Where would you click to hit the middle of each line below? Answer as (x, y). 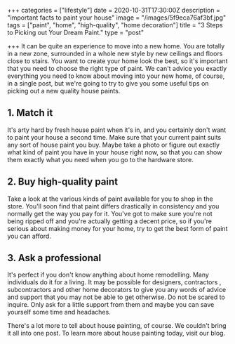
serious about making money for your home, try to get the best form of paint (117, 228)
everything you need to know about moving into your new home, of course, (116, 76)
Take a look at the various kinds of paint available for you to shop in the (110, 199)
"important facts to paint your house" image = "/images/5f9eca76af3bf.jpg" (117, 18)
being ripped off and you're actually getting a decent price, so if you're (110, 221)
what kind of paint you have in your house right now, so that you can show (115, 152)
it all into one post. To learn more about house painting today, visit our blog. (116, 333)
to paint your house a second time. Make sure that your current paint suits (114, 137)
